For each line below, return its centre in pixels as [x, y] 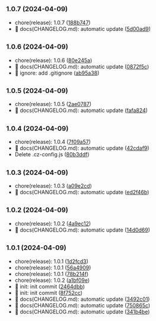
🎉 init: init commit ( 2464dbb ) [50, 286]
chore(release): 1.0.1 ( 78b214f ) [52, 274]
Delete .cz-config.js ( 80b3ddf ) [52, 155]
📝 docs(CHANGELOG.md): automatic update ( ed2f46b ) [82, 192]
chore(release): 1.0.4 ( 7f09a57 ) [52, 142]
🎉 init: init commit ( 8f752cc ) [49, 293]
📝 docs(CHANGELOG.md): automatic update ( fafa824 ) [81, 110]
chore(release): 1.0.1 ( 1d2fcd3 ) [52, 261]
